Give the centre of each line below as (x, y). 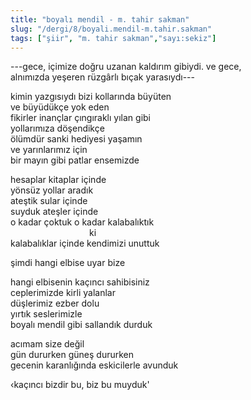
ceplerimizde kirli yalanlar (63, 293)
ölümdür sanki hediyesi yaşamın (76, 139)
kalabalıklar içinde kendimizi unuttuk (85, 243)
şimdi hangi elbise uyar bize (68, 263)
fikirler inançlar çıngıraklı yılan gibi (80, 118)
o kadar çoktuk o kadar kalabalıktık (82, 222)
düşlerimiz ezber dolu (55, 303)
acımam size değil (47, 344)
